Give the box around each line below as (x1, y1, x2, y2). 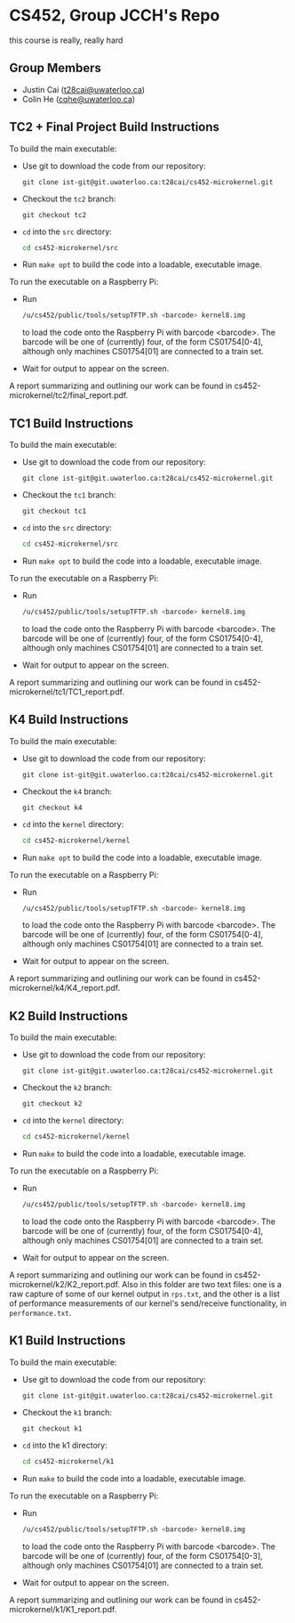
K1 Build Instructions (9, 1333, 126, 1349)
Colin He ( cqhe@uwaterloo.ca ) (21, 93, 136, 104)
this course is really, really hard (9, 35, 124, 45)
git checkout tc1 (21, 507, 87, 516)
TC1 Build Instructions (9, 416, 133, 431)
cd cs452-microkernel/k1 (21, 1457, 115, 1465)
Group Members (9, 61, 102, 76)
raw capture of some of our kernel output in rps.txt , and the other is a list (9, 1288, 280, 1299)
